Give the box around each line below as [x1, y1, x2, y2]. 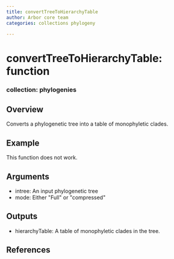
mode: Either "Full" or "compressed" [14, 194, 106, 201]
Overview [6, 104, 44, 115]
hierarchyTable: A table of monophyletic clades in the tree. [14, 227, 161, 234]
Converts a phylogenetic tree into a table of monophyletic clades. [6, 120, 169, 127]
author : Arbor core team [6, 14, 69, 21]
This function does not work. [6, 154, 78, 161]
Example [6, 138, 40, 148]
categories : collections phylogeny [6, 20, 96, 26]
